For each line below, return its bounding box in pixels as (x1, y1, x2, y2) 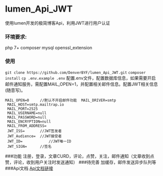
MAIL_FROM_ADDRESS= (7, 123, 47, 128)
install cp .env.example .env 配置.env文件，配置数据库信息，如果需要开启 (5, 75, 156, 81)
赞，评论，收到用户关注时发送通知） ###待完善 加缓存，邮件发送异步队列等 (5, 159, 157, 165)
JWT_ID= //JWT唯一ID (7, 139, 72, 144)
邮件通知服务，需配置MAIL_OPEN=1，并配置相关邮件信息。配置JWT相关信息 (5, 81, 158, 87)
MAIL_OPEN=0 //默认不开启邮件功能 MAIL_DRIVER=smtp (5, 98, 116, 103)
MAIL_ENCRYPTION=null (7, 119, 51, 124)
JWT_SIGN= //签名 (7, 144, 52, 149)
